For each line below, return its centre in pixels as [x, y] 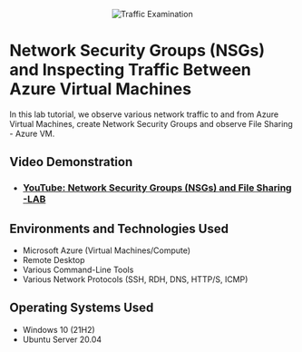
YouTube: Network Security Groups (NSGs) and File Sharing [157, 188]
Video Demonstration [71, 162]
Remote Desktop [54, 260]
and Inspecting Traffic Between [131, 70]
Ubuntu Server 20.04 [62, 339]
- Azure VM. [32, 133]
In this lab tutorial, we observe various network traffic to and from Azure [144, 114]
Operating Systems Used [82, 308]
